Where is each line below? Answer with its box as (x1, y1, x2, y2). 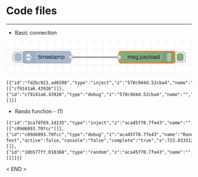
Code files (6, 4, 57, 18)
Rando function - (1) (14, 108, 64, 115)
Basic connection (14, 29, 57, 36)
